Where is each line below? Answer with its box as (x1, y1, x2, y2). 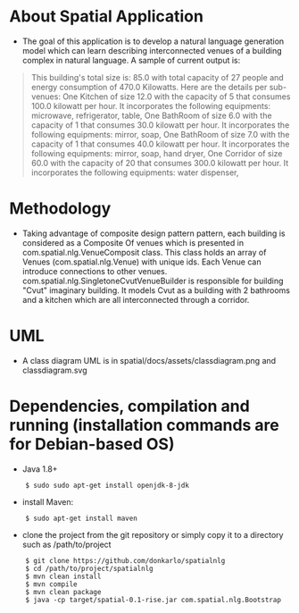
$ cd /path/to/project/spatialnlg (25, 564, 154, 573)
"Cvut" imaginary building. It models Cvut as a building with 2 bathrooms (21, 284, 290, 296)
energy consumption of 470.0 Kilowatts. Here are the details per (30, 81, 268, 92)
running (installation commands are (9, 416, 279, 435)
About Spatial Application (9, 6, 203, 27)
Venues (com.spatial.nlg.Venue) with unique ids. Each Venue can (21, 256, 262, 267)
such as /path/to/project (21, 539, 112, 550)
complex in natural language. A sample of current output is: (21, 55, 241, 65)
